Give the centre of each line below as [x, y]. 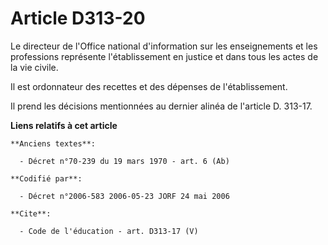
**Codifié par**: [46, 178]
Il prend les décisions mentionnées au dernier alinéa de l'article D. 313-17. [161, 106]
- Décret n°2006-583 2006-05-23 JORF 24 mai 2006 [124, 196]
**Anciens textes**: [53, 143]
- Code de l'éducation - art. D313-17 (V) [109, 231]
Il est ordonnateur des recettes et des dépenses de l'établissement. [149, 86]
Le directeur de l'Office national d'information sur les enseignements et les [164, 46]
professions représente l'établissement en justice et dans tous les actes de [164, 56]
